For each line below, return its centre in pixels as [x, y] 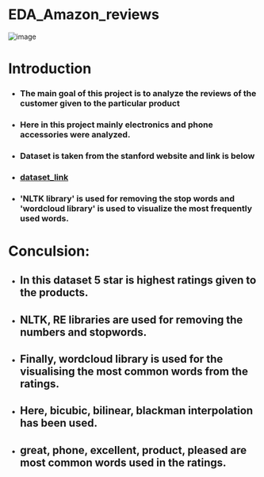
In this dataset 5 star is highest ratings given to [138, 281]
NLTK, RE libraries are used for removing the [131, 319]
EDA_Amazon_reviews [84, 15]
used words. [44, 218]
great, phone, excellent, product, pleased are [133, 450]
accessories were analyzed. [75, 134]
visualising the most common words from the [134, 372]
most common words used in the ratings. [123, 462]
